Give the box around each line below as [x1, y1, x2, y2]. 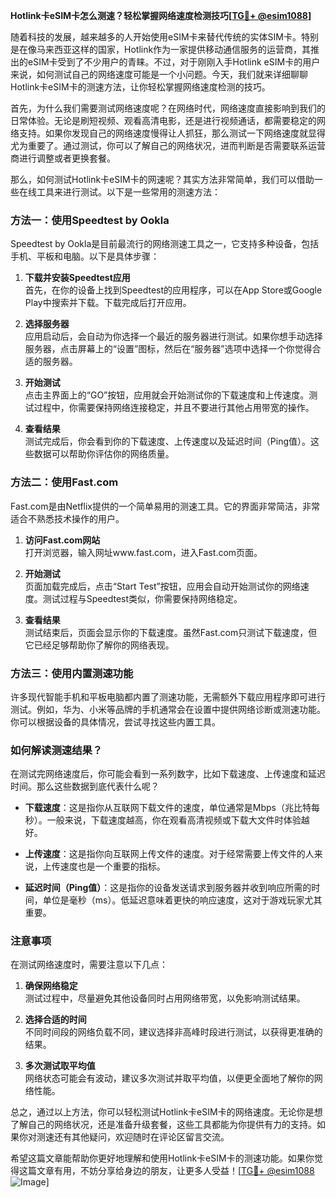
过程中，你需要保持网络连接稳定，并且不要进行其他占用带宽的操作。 [33, 402, 315, 414]
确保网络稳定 [24, 980, 78, 992]
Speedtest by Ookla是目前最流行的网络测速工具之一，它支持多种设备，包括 [10, 238, 320, 250]
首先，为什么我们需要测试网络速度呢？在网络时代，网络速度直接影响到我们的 [10, 102, 326, 114]
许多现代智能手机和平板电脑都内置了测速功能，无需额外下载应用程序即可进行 [10, 690, 326, 703]
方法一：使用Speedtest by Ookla [10, 213, 170, 227]
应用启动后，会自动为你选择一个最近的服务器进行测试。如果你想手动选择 [24, 330, 323, 343]
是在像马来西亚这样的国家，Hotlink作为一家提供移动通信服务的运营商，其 [10, 44, 312, 55]
